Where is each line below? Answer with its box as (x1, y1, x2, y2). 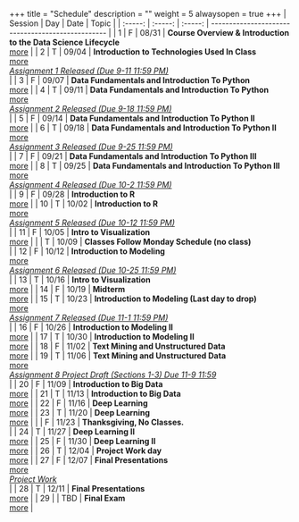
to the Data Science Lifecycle (9, 37, 120, 47)
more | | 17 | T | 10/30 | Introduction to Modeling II (9, 332, 195, 341)
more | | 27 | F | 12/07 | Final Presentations (9, 455, 169, 465)
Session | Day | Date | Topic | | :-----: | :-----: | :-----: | (9, 18, 210, 29)
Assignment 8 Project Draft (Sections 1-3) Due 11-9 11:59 (9, 369, 217, 380)
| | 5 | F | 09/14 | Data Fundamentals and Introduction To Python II (9, 113, 256, 123)
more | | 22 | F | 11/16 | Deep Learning (9, 398, 149, 408)
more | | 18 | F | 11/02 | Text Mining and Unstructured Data (9, 341, 226, 351)
